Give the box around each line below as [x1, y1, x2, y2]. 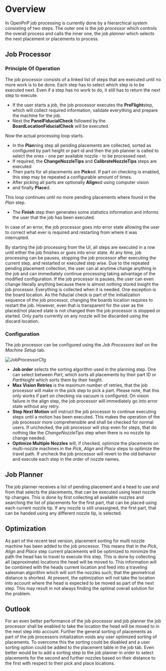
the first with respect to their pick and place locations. [5, 660, 115, 667]
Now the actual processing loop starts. [5, 133, 84, 139]
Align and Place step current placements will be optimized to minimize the [5, 548, 156, 554]
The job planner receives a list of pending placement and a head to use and [5, 484, 160, 490]
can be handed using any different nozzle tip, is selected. [5, 510, 122, 516]
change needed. [12, 435, 46, 441]
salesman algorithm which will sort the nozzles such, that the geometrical [5, 569, 155, 575]
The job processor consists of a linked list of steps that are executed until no [5, 76, 161, 83]
